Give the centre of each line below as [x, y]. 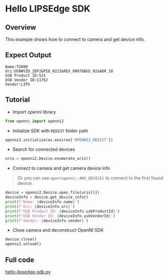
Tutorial [18, 100]
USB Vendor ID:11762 [27, 80]
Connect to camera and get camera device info [61, 168]
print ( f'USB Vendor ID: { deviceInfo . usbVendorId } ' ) [60, 216]
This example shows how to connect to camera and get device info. [75, 39]
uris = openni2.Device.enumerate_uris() [48, 159]
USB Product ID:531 [26, 75]
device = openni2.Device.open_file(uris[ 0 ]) [52, 193]
